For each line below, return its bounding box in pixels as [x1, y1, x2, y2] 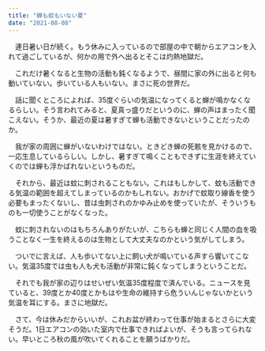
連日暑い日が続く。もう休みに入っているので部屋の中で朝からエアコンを [14, 41, 250, 51]
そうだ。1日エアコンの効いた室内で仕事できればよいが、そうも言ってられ [8, 324, 246, 334]
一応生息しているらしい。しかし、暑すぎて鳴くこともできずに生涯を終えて [8, 151, 250, 160]
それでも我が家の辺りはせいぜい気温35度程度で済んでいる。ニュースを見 [14, 277, 251, 287]
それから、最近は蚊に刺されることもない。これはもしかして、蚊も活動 [14, 178, 243, 187]
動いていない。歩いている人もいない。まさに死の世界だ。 [8, 78, 195, 88]
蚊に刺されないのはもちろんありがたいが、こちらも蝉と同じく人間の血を [14, 225, 250, 234]
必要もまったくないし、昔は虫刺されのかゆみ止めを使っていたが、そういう [8, 198, 250, 207]
